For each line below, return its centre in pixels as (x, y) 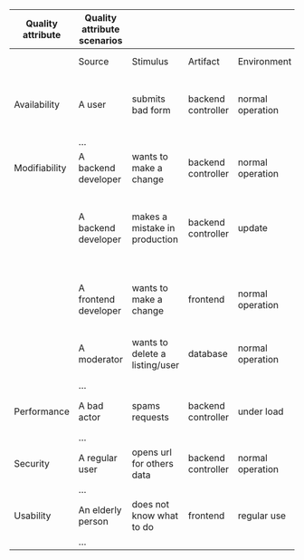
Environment (265, 61)
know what (155, 516)
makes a (149, 217)
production (155, 239)
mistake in (153, 228)
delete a (149, 354)
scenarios (100, 40)
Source (94, 61)
